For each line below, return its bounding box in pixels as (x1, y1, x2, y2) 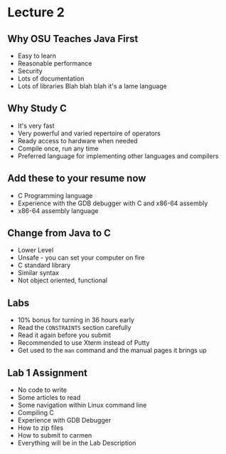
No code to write (17, 386, 68, 394)
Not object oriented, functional (17, 276, 108, 285)
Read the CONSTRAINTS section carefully (17, 324, 131, 332)
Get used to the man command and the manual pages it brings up (17, 346, 208, 355)
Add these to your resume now (7, 172, 146, 185)
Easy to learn (17, 51, 57, 60)
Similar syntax (17, 269, 59, 277)
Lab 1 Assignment (7, 366, 87, 378)
